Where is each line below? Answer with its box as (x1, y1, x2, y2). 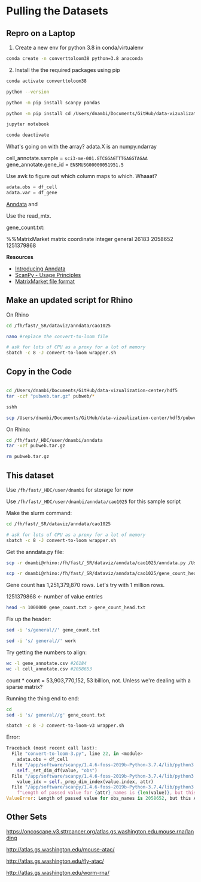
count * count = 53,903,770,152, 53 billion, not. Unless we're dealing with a (6, 676, 191, 684)
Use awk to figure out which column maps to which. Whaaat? (6, 173, 157, 180)
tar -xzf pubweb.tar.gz (6, 442, 66, 449)
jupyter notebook (6, 121, 50, 127)
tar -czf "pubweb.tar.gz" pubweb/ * (6, 393, 95, 399)
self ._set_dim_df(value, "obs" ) (17, 767, 98, 773)
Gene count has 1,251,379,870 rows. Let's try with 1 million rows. (6, 582, 165, 589)
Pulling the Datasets (6, 4, 109, 18)
